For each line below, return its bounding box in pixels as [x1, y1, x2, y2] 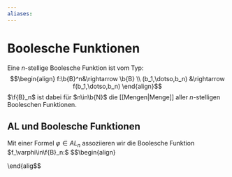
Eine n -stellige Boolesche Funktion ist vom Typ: [7, 64, 144, 72]
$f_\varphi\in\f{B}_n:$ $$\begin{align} [7, 148, 116, 157]
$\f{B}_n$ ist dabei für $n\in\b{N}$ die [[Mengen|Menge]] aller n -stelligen [7, 92, 221, 101]
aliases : [7, 10, 33, 17]
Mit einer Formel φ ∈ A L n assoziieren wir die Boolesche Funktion [7, 139, 195, 149]
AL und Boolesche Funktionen [7, 120, 141, 132]
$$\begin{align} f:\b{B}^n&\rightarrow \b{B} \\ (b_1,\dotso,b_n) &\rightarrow [10, 74, 225, 83]
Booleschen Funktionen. [7, 100, 77, 108]
